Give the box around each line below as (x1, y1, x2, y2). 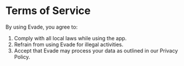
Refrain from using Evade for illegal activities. (13, 41, 124, 48)
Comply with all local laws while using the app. (13, 34, 127, 41)
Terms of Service (5, 4, 91, 18)
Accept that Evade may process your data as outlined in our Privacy (13, 47, 178, 54)
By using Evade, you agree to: (5, 23, 78, 30)
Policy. (13, 53, 30, 60)
